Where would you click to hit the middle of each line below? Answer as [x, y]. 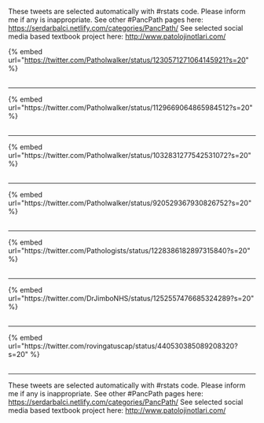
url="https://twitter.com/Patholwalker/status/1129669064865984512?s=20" [130, 108]
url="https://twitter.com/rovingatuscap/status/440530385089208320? [123, 346]
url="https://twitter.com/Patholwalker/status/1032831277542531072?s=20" [130, 155]
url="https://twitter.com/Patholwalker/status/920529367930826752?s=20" [130, 203]
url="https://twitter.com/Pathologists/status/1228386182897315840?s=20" [129, 250]
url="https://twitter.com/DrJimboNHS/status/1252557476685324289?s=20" [131, 298]
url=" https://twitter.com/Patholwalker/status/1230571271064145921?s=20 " [128, 60]
